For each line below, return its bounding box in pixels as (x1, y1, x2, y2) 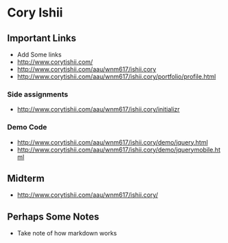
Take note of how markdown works (16, 229, 117, 237)
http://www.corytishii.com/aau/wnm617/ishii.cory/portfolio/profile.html (16, 72, 216, 81)
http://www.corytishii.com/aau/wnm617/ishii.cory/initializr (16, 105, 180, 114)
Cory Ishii (7, 5, 63, 21)
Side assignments (7, 89, 69, 99)
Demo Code (7, 123, 47, 132)
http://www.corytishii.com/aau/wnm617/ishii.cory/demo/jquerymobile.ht (16, 145, 221, 154)
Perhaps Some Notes (7, 211, 100, 222)
